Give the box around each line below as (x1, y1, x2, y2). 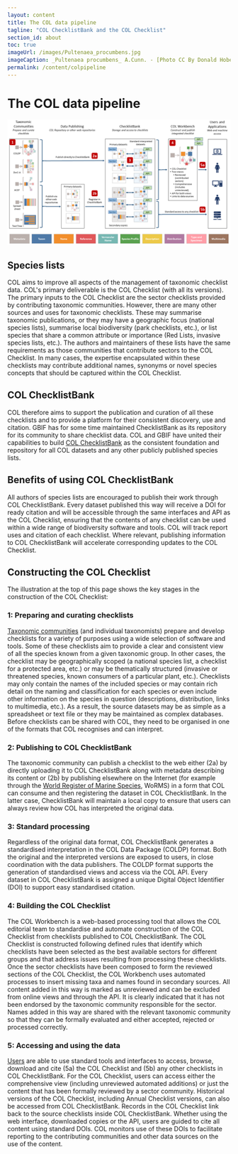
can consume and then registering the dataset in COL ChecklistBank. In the (7, 789, 227, 797)
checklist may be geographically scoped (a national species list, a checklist (7, 657, 227, 665)
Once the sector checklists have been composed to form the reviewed (7, 962, 212, 971)
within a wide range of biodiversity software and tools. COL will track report (7, 523, 228, 532)
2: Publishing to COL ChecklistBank (7, 743, 132, 753)
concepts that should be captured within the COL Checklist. (7, 369, 182, 377)
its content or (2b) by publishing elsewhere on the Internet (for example (7, 774, 216, 782)
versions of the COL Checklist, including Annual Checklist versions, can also (7, 1094, 230, 1103)
